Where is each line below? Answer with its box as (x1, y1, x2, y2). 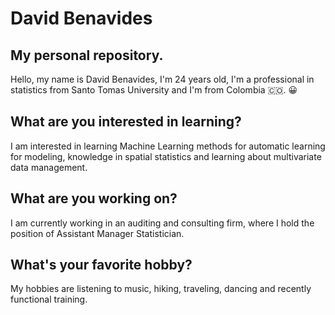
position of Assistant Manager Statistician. (10, 227, 185, 239)
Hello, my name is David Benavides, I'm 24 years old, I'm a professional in (10, 73, 315, 85)
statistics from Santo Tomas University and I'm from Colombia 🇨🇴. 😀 (10, 84, 298, 96)
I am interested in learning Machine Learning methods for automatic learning (10, 140, 326, 152)
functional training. (10, 293, 88, 306)
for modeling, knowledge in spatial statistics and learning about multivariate (10, 150, 322, 162)
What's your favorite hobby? (10, 257, 193, 274)
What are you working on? (10, 190, 178, 207)
